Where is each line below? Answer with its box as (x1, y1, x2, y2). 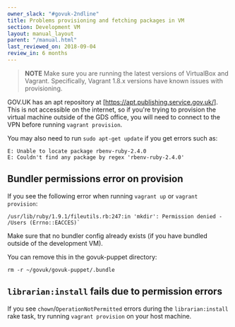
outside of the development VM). (7, 239, 104, 247)
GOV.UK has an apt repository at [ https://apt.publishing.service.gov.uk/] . (7, 97, 219, 106)
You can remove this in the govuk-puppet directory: (7, 252, 157, 261)
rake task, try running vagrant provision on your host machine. (7, 311, 192, 320)
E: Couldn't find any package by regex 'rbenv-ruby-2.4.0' (7, 153, 185, 161)
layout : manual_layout (7, 30, 74, 37)
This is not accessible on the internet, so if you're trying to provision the (7, 105, 217, 114)
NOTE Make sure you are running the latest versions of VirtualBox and (24, 69, 229, 78)
